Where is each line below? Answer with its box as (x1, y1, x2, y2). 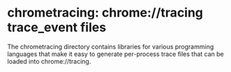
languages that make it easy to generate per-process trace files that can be (7, 50, 225, 58)
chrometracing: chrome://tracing (7, 5, 204, 21)
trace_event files (7, 19, 107, 35)
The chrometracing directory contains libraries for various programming (7, 42, 214, 51)
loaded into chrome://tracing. (7, 57, 91, 65)
